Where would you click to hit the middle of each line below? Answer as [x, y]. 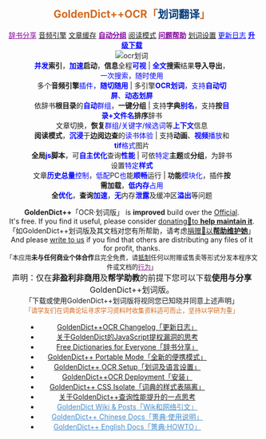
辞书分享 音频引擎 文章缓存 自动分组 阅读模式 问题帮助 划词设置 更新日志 [127, 35]
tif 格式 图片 [132, 145]
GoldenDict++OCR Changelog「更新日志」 [127, 326]
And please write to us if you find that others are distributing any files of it [132, 239]
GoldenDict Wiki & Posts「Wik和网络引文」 [127, 406]
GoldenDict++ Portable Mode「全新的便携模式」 [127, 357]
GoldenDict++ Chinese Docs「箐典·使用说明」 [127, 417]
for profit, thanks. [132, 248]
